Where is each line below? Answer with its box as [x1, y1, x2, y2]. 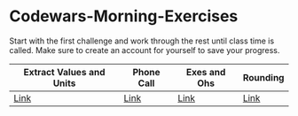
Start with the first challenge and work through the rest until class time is [9, 35, 275, 46]
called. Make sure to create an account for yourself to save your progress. [9, 44, 280, 55]
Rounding [242, 71, 285, 83]
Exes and [185, 66, 226, 78]
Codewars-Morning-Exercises [9, 6, 239, 27]
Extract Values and [23, 66, 106, 78]
